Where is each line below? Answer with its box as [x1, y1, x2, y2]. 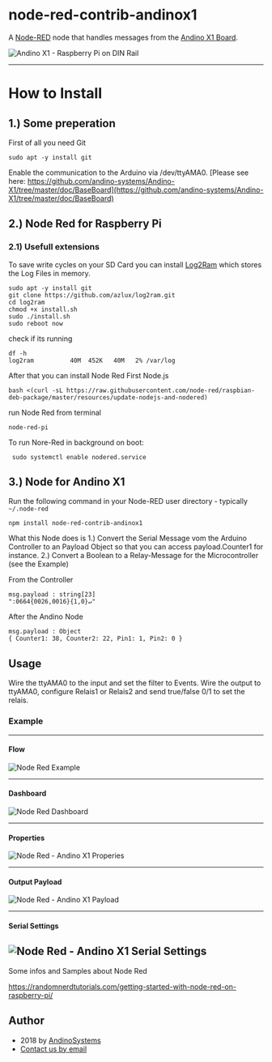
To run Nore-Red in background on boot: [8, 437, 144, 447]
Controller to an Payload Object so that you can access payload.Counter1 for [8, 542, 264, 552]
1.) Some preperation [8, 116, 116, 130]
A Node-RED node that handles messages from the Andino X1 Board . [8, 32, 239, 42]
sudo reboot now [8, 319, 63, 327]
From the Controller [8, 575, 74, 585]
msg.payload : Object [8, 628, 82, 636]
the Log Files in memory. [8, 268, 91, 278]
